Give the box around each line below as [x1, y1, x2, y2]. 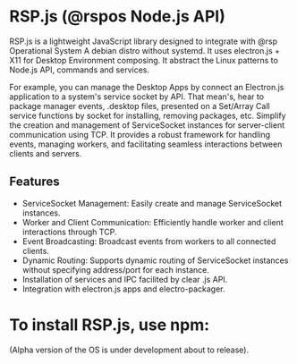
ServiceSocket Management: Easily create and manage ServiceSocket [21, 198, 283, 208]
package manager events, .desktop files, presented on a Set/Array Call [9, 100, 270, 111]
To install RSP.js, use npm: [9, 315, 210, 334]
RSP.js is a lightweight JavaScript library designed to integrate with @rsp [9, 36, 278, 47]
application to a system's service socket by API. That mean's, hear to [9, 91, 265, 102]
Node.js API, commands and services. [9, 64, 150, 75]
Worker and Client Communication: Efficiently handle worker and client [21, 216, 284, 227]
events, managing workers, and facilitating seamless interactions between [9, 139, 283, 149]
